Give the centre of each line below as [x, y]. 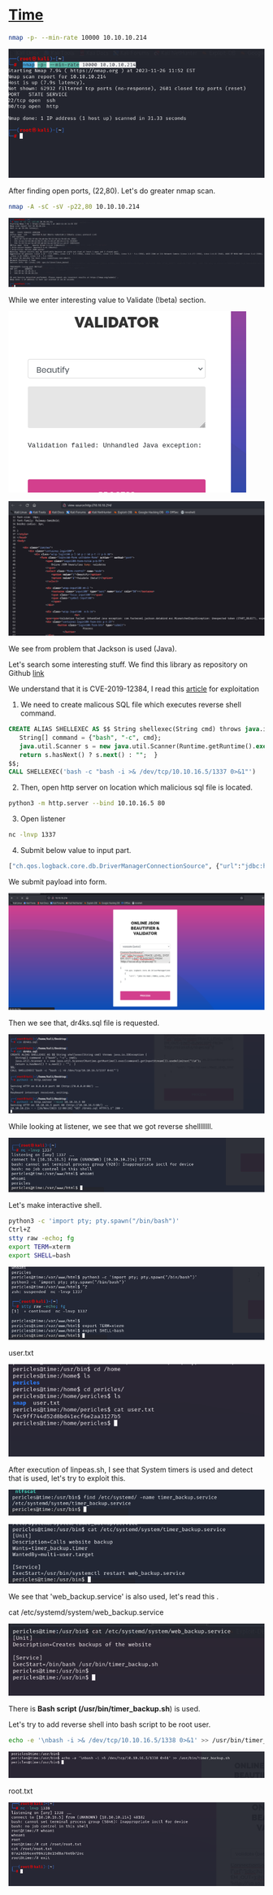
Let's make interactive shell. [55, 1205]
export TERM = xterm [39, 1247]
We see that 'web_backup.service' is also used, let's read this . [114, 1596]
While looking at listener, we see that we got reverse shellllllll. [111, 1127]
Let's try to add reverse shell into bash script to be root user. [110, 1724]
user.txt [21, 1353]
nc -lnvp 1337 [32, 835]
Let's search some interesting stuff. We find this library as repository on [128, 664]
